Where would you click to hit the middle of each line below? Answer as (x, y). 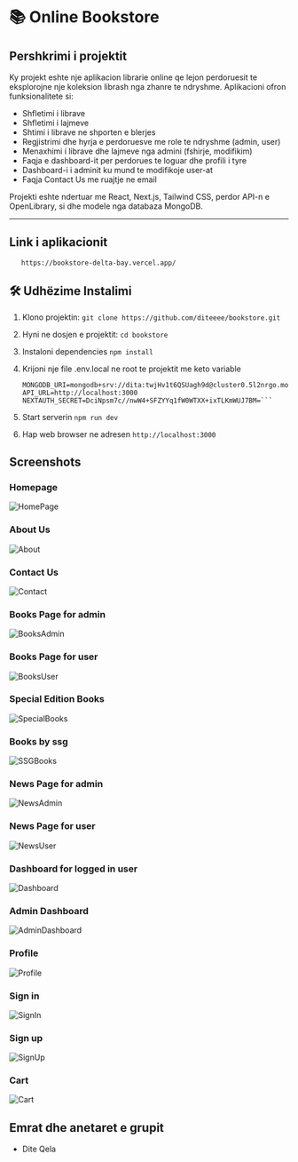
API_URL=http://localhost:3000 (80, 393)
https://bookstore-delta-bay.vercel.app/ (98, 263)
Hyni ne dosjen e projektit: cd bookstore (95, 334)
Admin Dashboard (49, 911)
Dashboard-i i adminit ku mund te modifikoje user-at (118, 170)
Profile (24, 953)
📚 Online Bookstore (84, 17)
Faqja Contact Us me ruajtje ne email (89, 179)
